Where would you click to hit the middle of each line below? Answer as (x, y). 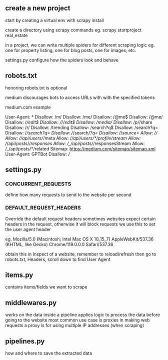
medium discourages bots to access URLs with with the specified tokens (80, 97)
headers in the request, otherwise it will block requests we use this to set (80, 224)
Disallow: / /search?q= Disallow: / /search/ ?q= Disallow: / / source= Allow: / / (81, 132)
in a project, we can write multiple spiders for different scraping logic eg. (80, 45)
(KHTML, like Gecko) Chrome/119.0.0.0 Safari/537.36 (59, 244)
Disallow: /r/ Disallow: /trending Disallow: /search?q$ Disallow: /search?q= (82, 127)
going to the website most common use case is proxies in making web (77, 320)
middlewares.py (31, 303)
